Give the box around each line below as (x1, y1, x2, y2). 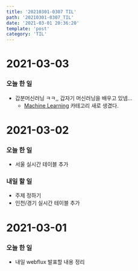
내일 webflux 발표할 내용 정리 (14, 258, 85, 265)
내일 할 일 (6, 177, 32, 186)
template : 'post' (6, 25, 50, 32)
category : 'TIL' (6, 31, 47, 37)
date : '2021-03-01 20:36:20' (6, 20, 80, 26)
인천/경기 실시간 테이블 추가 (14, 199, 80, 207)
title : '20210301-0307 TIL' (6, 8, 77, 15)
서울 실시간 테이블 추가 (14, 160, 69, 168)
